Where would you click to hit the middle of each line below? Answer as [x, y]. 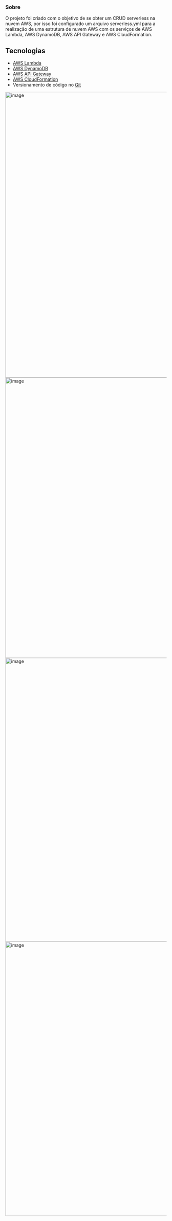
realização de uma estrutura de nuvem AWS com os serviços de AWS [79, 29]
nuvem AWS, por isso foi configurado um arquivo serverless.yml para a [80, 24]
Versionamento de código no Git [47, 85]
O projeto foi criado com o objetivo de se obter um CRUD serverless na [80, 18]
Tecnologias [25, 50]
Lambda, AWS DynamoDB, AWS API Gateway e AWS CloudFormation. [79, 35]
